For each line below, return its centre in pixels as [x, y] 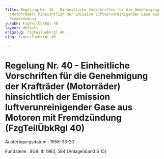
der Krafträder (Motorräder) [63, 87]
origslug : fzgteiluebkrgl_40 [35, 32]
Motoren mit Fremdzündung [63, 118]
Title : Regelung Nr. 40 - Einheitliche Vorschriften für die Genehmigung [82, 10]
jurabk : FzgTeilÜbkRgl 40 [31, 23]
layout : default [22, 28]
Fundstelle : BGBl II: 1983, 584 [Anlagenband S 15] [56, 151]
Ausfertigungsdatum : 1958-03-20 [40, 142]
